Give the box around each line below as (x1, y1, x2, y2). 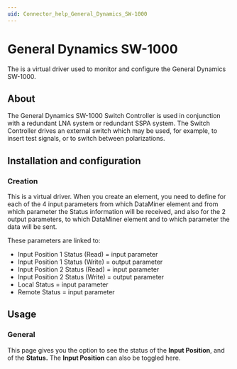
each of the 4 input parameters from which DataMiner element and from (7, 200, 219, 208)
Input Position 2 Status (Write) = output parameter (17, 273, 165, 282)
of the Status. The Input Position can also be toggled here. (7, 353, 181, 362)
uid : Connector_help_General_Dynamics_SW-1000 (7, 10, 148, 18)
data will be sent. (7, 223, 57, 231)
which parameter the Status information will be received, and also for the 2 (7, 208, 226, 216)
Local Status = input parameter (17, 280, 109, 289)
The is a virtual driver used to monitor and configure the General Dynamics (7, 65, 226, 73)
